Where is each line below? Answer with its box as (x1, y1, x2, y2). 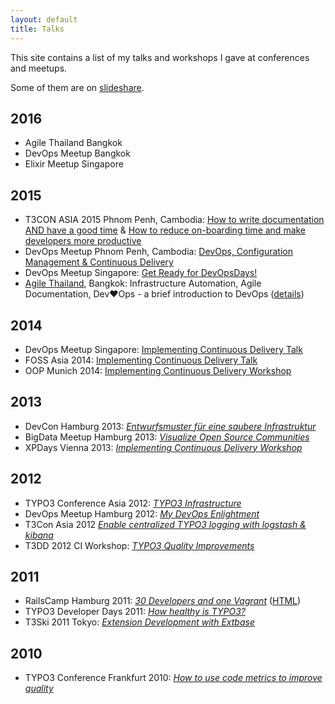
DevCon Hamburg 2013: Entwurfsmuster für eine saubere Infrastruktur (24, 420, 317, 432)
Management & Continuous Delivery (24, 256, 174, 268)
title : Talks (10, 24, 65, 34)
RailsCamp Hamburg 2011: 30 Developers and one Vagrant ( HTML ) (24, 595, 302, 607)
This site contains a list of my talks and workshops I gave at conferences (10, 51, 310, 63)
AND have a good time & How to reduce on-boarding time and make (24, 224, 307, 236)
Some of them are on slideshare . (10, 81, 145, 93)
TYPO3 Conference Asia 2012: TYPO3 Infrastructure (24, 497, 242, 509)
